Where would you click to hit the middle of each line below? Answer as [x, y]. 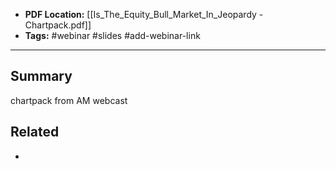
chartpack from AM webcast [69, 100]
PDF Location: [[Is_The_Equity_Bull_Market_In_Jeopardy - [144, 14]
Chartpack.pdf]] [58, 25]
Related [35, 132]
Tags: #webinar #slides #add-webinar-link [112, 35]
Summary [41, 76]
